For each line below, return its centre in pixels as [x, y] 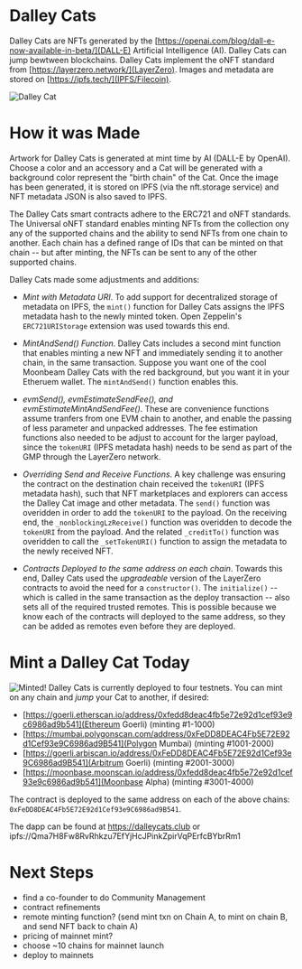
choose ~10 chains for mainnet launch [93, 946]
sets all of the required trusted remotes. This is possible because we [149, 607]
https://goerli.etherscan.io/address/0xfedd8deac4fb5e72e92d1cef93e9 [159, 714]
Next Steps [52, 872]
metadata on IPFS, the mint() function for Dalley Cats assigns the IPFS [154, 306]
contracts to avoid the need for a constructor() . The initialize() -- [150, 587]
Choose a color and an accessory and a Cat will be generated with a [136, 167]
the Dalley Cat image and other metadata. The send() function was [146, 503]
